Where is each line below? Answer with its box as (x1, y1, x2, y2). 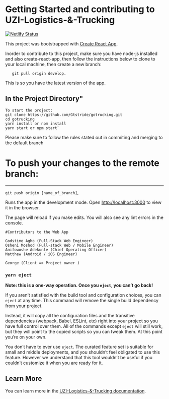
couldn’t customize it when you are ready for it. (5, 360, 103, 366)
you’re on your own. (5, 334, 47, 340)
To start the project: (5, 107, 53, 113)
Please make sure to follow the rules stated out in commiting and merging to (5, 134, 163, 140)
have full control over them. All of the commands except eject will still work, (5, 323, 163, 329)
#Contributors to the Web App (5, 230, 69, 235)
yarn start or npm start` (5, 125, 59, 131)
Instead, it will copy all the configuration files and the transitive (5, 312, 135, 318)
